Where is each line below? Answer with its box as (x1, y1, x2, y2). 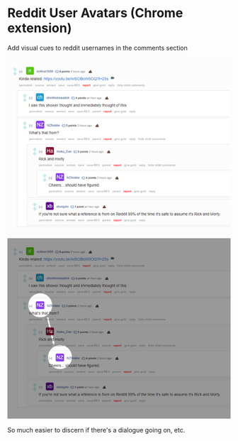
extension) (7, 20, 72, 36)
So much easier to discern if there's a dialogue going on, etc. (7, 425, 186, 434)
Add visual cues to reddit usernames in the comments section (7, 43, 188, 52)
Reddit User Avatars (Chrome (7, 5, 183, 21)
